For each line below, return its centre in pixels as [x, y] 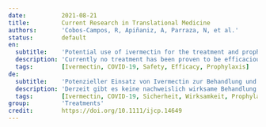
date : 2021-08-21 [53, 15]
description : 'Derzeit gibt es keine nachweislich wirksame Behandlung [136, 89]
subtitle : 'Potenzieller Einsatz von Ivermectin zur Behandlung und [136, 81]
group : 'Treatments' [56, 103]
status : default [47, 37]
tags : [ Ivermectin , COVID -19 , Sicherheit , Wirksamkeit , [122, 96]
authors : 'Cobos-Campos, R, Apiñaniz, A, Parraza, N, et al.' [123, 30]
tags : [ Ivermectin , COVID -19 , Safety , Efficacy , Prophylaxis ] [132, 67]
